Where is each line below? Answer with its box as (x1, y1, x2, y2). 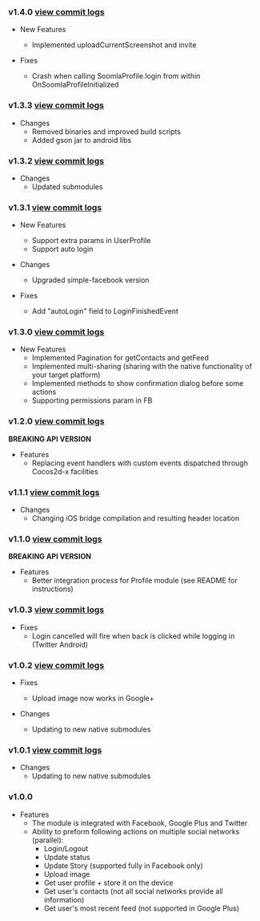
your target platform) (31, 370, 101, 379)
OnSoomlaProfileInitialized (31, 79, 119, 90)
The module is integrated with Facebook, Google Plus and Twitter (31, 818, 248, 828)
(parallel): (31, 835, 64, 845)
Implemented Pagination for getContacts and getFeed (31, 353, 210, 363)
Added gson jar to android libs (31, 135, 132, 144)
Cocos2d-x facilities (31, 466, 98, 476)
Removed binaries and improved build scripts (31, 127, 182, 136)
